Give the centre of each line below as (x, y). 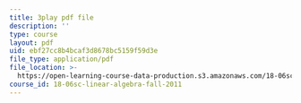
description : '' (39, 26)
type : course (34, 34)
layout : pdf (31, 43)
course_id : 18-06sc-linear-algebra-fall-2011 (95, 84)
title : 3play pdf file (52, 17)
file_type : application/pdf (62, 59)
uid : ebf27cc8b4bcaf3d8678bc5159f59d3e (84, 51)
